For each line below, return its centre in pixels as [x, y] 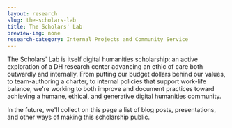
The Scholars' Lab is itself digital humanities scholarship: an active [103, 59]
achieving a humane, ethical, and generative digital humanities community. [114, 96]
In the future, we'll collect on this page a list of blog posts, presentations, [111, 110]
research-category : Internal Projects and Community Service [98, 40]
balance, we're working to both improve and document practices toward [111, 89]
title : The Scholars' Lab [45, 26]
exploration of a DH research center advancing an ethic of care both [105, 67]
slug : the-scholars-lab [42, 20]
